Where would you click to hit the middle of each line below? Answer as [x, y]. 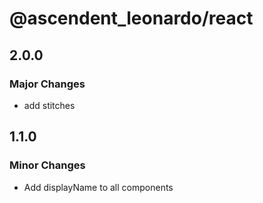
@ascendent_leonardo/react [131, 18]
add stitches [49, 105]
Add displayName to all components [98, 187]
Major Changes [47, 84]
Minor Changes [47, 165]
